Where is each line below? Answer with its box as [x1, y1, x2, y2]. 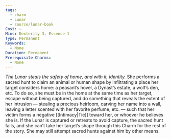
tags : [5, 7, 17, 13]
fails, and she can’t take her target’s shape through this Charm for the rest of [5, 123, 166, 129]
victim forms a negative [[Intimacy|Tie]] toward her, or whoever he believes [5, 112, 164, 118]
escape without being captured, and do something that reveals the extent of [5, 96, 165, 102]
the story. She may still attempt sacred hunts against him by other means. [5, 128, 160, 134]
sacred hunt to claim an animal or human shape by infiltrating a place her [5, 79, 159, 85]
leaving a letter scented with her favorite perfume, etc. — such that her [5, 106, 155, 112]
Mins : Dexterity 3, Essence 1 [5, 31, 70, 36]
